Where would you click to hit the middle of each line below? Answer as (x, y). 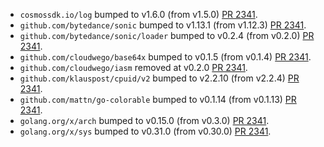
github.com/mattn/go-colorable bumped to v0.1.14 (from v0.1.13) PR (158, 99)
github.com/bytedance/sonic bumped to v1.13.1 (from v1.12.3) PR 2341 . (163, 25)
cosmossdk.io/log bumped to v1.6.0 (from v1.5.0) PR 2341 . (138, 14)
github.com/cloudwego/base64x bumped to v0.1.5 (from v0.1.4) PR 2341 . (165, 57)
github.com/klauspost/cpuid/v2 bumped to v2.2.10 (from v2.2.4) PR (159, 78)
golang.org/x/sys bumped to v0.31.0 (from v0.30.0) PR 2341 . (145, 131)
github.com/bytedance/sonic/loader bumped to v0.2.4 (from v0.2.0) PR (167, 35)
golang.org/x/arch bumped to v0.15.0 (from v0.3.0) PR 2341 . (144, 120)
